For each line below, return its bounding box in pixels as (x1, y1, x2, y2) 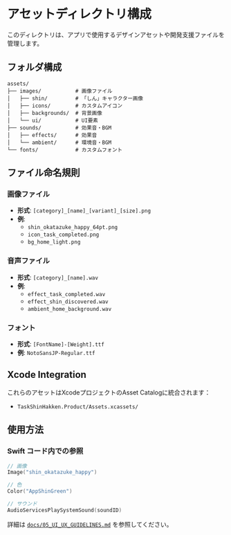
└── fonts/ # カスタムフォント (7, 146, 123, 153)
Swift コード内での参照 (7, 446, 84, 456)
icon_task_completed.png (27, 231, 100, 239)
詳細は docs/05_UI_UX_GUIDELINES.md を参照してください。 (7, 520, 173, 528)
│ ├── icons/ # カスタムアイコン (7, 102, 123, 109)
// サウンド (7, 500, 38, 507)
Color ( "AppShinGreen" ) (7, 488, 73, 495)
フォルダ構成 (7, 62, 62, 73)
